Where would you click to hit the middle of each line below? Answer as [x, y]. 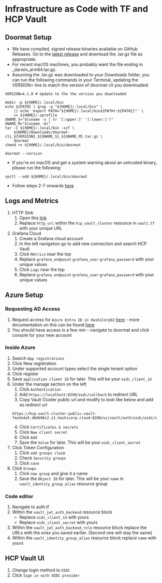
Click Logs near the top [42, 269]
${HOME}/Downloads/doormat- [42, 132]
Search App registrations [38, 358]
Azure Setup [24, 295]
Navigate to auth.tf [30, 507]
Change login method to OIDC [41, 570]
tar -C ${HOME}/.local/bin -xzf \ [40, 128]
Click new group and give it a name [53, 473]
